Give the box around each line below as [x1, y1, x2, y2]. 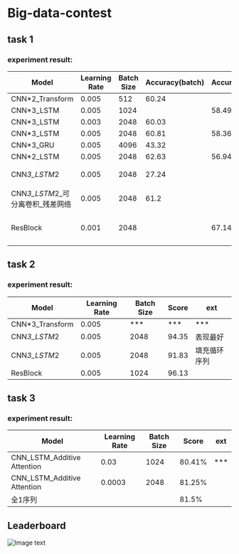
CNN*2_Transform [11, 94, 74, 104]
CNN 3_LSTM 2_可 [11, 188, 70, 198]
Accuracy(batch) [145, 77, 205, 87]
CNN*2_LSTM [11, 151, 60, 161]
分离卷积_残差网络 [11, 199, 72, 209]
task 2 [7, 258, 36, 271]
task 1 [7, 33, 33, 46]
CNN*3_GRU [11, 140, 55, 150]
